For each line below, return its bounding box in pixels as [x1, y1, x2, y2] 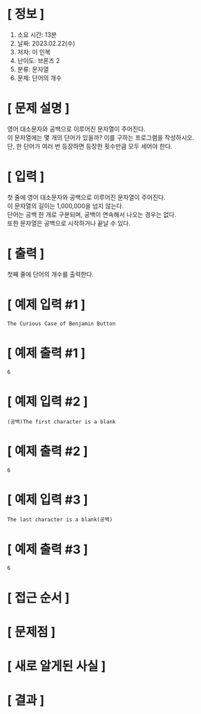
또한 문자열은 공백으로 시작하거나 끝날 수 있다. [7, 219, 131, 227]
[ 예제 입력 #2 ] [7, 394, 88, 409]
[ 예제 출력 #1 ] [7, 345, 86, 360]
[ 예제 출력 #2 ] [7, 443, 88, 459]
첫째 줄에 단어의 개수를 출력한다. [7, 270, 95, 278]
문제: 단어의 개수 [17, 73, 62, 82]
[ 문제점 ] [7, 624, 56, 640]
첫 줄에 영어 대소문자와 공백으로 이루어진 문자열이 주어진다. [7, 193, 166, 201]
